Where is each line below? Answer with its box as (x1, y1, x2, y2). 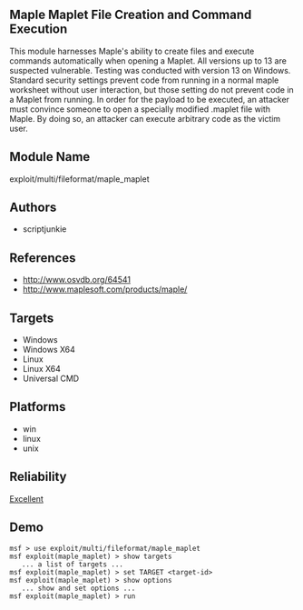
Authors (9, 200, 57, 215)
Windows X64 (22, 345, 75, 355)
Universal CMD (22, 373, 80, 385)
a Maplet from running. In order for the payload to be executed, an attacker (9, 94, 290, 105)
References (9, 250, 76, 265)
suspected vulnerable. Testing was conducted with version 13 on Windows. (9, 65, 291, 75)
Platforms (9, 399, 66, 415)
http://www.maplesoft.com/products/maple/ (22, 284, 188, 295)
